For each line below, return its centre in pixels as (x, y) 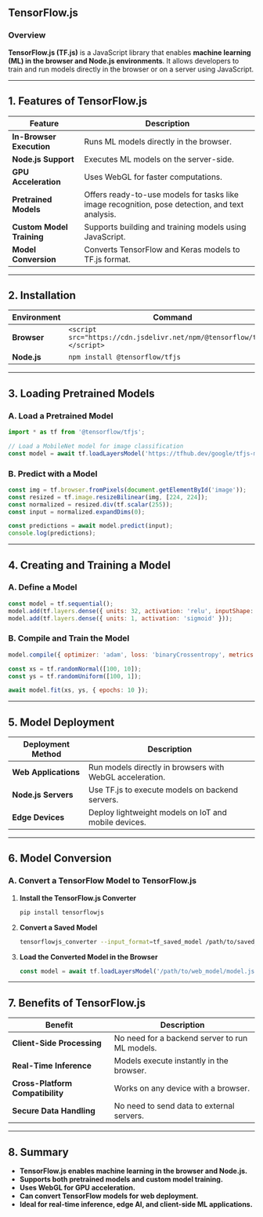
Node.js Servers (43, 795)
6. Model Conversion (60, 859)
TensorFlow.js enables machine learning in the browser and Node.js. (133, 1171)
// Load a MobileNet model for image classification (96, 446)
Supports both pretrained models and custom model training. (121, 1179)
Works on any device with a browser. (182, 1088)
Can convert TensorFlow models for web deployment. (109, 1196)
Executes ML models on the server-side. (159, 159)
